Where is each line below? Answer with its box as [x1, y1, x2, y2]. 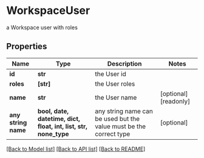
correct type [95, 129, 131, 138]
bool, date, [37, 107, 69, 115]
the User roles [95, 80, 135, 88]
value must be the [95, 122, 146, 131]
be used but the [95, 114, 140, 123]
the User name [95, 93, 137, 101]
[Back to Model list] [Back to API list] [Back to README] [6, 145, 146, 153]
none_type [37, 129, 69, 138]
